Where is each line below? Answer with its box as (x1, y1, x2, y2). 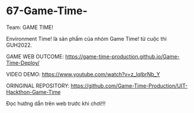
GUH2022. (6, 41, 33, 49)
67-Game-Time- (6, 4, 88, 18)
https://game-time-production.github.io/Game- (64, 53, 180, 60)
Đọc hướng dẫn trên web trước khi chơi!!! (6, 99, 106, 107)
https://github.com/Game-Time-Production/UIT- (70, 82, 188, 89)
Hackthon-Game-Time (6, 88, 61, 95)
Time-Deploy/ (6, 59, 40, 66)
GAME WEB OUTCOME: (6, 53, 64, 60)
